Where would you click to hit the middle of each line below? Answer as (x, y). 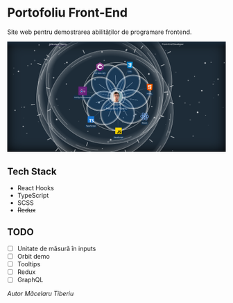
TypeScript (33, 196)
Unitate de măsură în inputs (57, 248)
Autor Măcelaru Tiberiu (41, 294)
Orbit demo (33, 257)
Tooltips (29, 264)
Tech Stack (32, 171)
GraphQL (30, 280)
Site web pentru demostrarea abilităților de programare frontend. (100, 32)
